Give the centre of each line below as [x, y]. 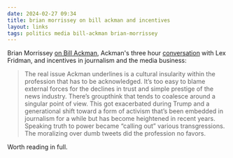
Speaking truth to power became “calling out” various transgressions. [125, 126]
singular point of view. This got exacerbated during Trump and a [117, 104]
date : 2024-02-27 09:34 [42, 14]
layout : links [28, 27]
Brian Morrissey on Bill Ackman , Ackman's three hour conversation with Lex [116, 53]
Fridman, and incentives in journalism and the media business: [97, 61]
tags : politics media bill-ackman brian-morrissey [83, 33]
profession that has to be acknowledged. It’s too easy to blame [115, 82]
